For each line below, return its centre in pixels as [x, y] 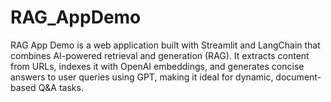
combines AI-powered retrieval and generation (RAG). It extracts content [160, 55]
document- [298, 77]
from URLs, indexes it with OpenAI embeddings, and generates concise [157, 66]
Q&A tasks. [61, 87]
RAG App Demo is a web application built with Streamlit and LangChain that [165, 45]
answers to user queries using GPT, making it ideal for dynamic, [142, 77]
